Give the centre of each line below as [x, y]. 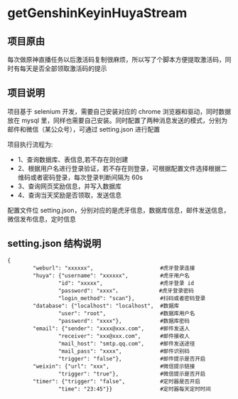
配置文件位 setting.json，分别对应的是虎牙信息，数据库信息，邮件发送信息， [119, 210]
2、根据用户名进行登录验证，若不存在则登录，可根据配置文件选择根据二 [122, 168]
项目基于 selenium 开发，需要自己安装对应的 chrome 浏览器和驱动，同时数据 [119, 111]
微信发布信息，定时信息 [42, 219]
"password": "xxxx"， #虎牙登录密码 [126, 291]
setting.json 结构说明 [54, 244]
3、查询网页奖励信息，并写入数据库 [70, 186]
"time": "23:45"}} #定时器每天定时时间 [134, 389]
